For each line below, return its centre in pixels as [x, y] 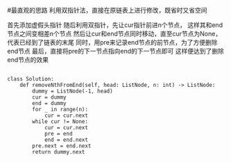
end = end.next [66, 140]
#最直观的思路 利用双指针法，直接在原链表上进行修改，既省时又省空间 [107, 10]
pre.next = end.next [62, 146]
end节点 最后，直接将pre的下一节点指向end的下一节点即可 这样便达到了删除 [115, 51]
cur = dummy [50, 97]
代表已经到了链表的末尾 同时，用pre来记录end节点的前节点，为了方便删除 [112, 42]
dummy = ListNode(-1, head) [72, 91]
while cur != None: [60, 122]
